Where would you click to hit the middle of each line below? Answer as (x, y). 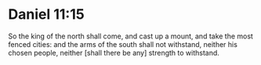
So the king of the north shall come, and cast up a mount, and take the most (130, 36)
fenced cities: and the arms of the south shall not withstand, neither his (123, 44)
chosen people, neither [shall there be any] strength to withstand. (114, 52)
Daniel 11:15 (46, 14)
